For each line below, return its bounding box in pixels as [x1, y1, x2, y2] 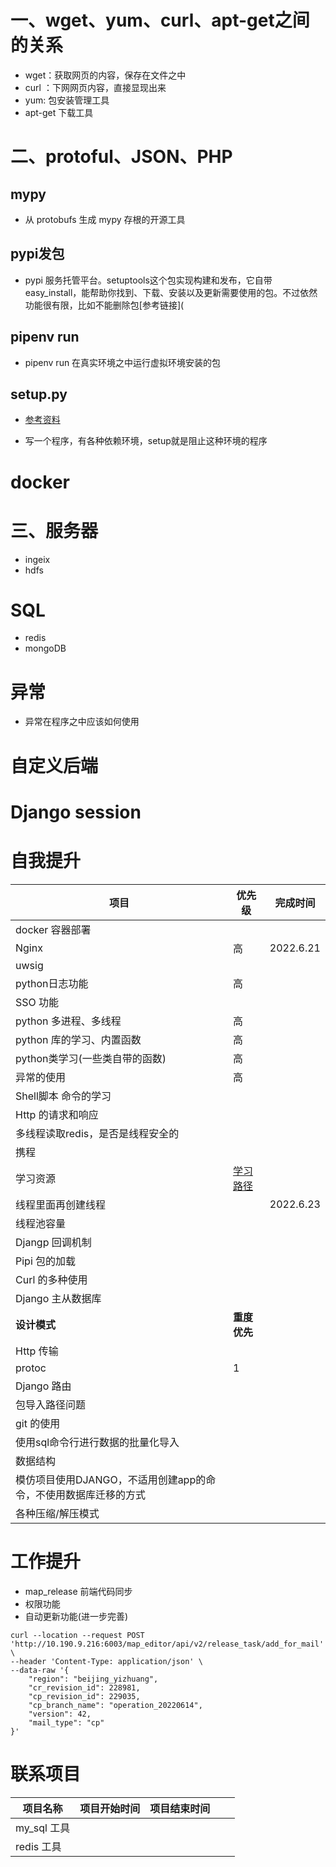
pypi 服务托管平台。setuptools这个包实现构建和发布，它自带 [24, 274, 273, 286]
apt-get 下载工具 [24, 106, 94, 118]
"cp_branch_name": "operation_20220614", [28, 1700, 203, 1710]
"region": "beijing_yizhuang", [28, 1674, 159, 1684]
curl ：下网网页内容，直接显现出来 [24, 81, 167, 93]
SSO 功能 [15, 995, 60, 1009]
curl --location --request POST [10, 1630, 145, 1640]
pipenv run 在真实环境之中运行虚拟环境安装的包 [24, 356, 222, 368]
